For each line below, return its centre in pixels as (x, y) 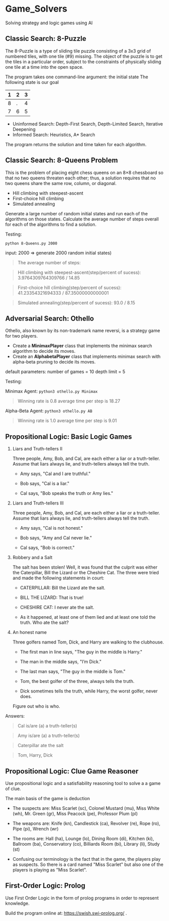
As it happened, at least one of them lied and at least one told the (88, 617)
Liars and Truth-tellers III (38, 503)
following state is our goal (32, 82)
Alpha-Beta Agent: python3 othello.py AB (49, 411)
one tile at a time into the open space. (44, 67)
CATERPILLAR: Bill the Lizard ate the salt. (63, 588)
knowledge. (17, 903)
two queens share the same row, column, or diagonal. (61, 183)
